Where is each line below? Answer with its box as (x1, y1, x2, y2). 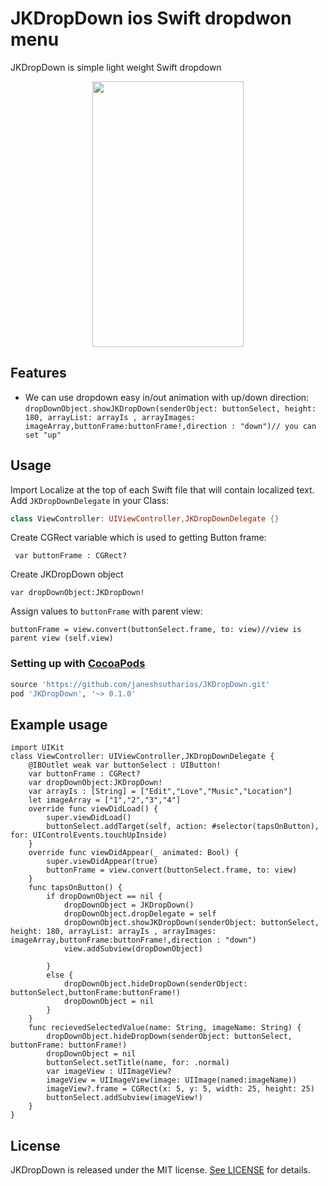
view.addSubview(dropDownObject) (63, 944, 203, 954)
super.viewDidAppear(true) (46, 857, 159, 867)
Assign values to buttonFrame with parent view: (10, 605, 203, 617)
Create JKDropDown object (10, 568, 124, 581)
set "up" (24, 430, 62, 440)
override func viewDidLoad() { (28, 804, 159, 814)
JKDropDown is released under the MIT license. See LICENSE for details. (10, 1164, 311, 1176)
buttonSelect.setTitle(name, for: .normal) (46, 1058, 230, 1068)
